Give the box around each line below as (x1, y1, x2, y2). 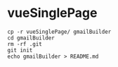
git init (7, 47, 33, 54)
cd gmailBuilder (7, 34, 55, 42)
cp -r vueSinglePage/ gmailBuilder (7, 28, 112, 35)
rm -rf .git (7, 40, 42, 47)
